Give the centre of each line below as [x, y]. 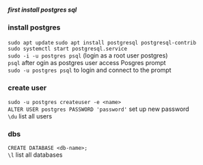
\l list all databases [35, 155]
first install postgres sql [42, 10]
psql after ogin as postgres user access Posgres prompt [87, 63]
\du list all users [30, 116]
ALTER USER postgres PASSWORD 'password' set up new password [99, 109]
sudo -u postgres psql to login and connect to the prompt [90, 70]
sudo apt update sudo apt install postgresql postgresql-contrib [102, 43]
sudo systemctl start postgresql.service [68, 49]
